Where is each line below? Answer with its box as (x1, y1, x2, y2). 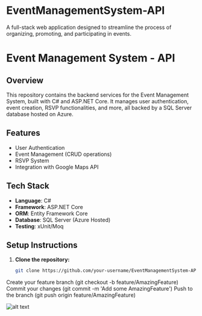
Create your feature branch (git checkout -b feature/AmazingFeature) (6, 279, 179, 286)
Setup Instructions (6, 240, 78, 250)
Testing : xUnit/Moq (14, 222, 64, 230)
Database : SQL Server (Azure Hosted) (14, 216, 111, 224)
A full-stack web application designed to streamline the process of (6, 24, 172, 31)
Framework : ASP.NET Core (14, 203, 83, 210)
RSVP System (14, 156, 49, 164)
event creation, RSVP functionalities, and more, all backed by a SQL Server (6, 104, 192, 111)
